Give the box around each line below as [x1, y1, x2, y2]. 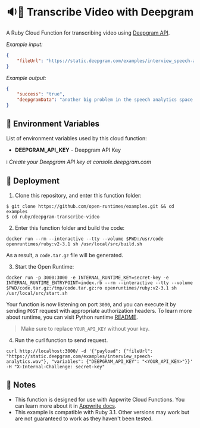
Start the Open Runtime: [14, 263, 74, 270]
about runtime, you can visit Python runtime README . [6, 313, 138, 321]
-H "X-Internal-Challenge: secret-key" [6, 364, 105, 370]
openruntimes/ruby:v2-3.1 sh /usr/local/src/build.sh [6, 241, 143, 247]
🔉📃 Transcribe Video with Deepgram [6, 5, 194, 19]
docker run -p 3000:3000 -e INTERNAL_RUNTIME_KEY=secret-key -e [6, 275, 169, 281]
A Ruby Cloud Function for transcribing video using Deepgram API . [6, 29, 170, 36]
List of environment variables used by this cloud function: [6, 134, 147, 141]
